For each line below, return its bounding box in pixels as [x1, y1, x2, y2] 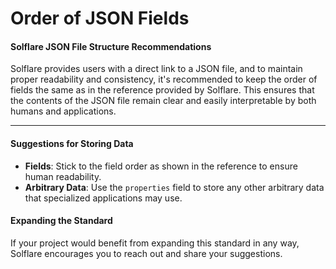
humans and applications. [10, 105, 117, 117]
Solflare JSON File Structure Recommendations [10, 40, 212, 52]
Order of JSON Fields [10, 7, 190, 30]
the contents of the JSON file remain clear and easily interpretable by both [10, 95, 317, 107]
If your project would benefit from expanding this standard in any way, [10, 237, 300, 249]
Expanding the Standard [10, 215, 113, 227]
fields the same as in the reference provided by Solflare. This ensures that [10, 84, 315, 96]
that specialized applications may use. [24, 192, 183, 204]
